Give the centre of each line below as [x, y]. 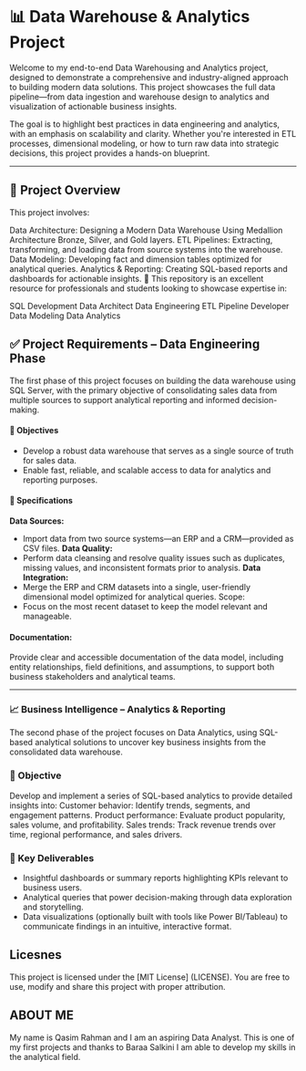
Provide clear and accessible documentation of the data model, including [147, 658]
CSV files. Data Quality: [67, 548]
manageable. [47, 616]
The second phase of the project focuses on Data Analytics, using [133, 733]
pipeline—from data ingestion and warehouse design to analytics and [140, 97]
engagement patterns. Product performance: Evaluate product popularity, [148, 815]
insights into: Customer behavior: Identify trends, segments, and [130, 805]
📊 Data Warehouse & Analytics [130, 17]
